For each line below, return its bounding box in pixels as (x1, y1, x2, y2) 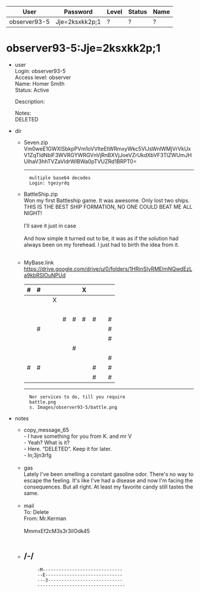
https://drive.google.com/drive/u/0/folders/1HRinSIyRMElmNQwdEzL (23, 265, 192, 272)
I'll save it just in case (23, 222, 76, 229)
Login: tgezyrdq (29, 180, 70, 186)
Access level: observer (14, 74, 71, 81)
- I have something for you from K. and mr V (23, 433, 132, 440)
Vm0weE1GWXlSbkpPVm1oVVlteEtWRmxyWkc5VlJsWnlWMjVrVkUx (23, 145, 192, 152)
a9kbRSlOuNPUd (23, 271, 66, 278)
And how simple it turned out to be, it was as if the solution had (23, 234, 179, 242)
